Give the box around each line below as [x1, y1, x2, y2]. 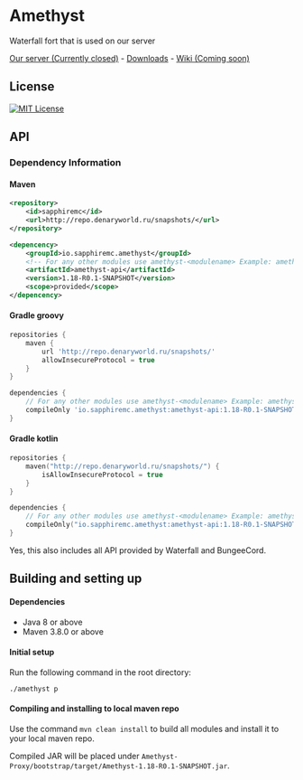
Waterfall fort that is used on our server [9, 35, 156, 46]
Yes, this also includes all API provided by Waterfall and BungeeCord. [9, 544, 267, 556]
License [9, 79, 55, 95]
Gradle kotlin [9, 433, 59, 444]
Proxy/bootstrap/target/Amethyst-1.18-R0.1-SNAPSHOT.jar [9, 761, 228, 771]
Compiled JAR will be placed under [9, 750, 140, 761]
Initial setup [9, 647, 55, 658]
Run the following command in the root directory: [9, 666, 192, 678]
